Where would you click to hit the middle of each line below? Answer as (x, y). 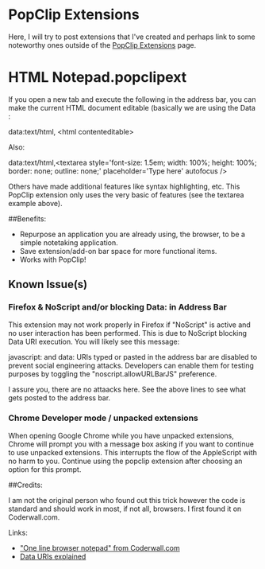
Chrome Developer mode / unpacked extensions (103, 418)
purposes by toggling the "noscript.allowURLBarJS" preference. (113, 374)
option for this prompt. (45, 469)
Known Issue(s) (48, 284)
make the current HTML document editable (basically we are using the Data (132, 107)
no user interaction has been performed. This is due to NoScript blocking (128, 333)
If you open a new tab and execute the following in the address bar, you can (132, 99)
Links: (18, 532)
